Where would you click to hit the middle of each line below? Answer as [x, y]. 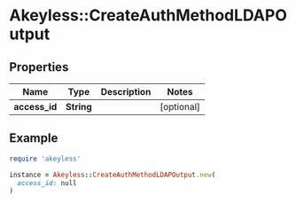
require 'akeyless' [45, 159]
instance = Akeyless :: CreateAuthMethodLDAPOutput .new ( [113, 175]
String [79, 107]
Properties [39, 67]
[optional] [180, 107]
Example [34, 138]
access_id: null [47, 183]
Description [126, 92]
